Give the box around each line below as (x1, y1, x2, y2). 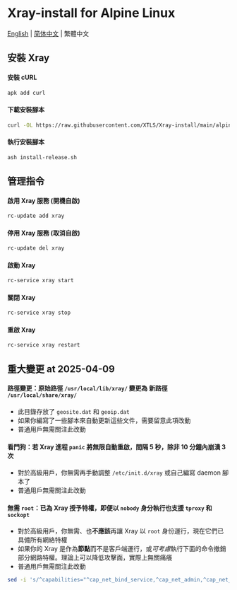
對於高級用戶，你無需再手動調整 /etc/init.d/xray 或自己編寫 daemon (17, 468, 221, 477)
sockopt (7, 511, 30, 519)
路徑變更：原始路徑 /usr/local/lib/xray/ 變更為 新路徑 (7, 384, 168, 393)
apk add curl (7, 89, 46, 96)
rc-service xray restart (7, 342, 80, 349)
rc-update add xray (7, 212, 65, 220)
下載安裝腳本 (7, 105, 44, 114)
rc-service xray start (7, 277, 74, 284)
